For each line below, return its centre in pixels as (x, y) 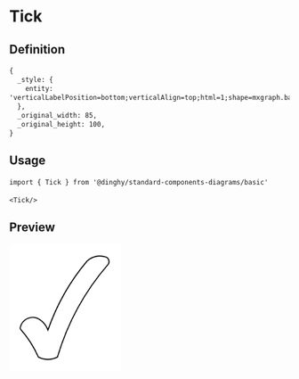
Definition (37, 49)
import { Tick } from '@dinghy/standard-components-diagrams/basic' (139, 182)
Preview (32, 228)
